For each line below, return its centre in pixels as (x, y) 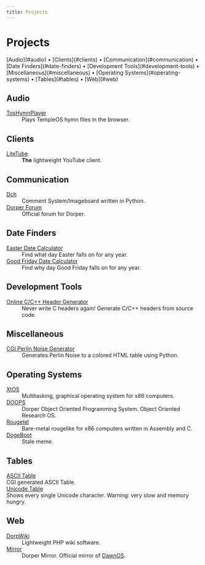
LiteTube (17, 154)
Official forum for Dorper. (53, 214)
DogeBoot (19, 435)
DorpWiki (18, 536)
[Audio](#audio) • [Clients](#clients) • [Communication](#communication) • (102, 60)
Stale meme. (37, 442)
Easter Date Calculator (35, 248)
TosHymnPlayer (26, 113)
